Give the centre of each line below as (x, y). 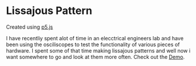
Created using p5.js (30, 27)
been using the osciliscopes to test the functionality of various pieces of (93, 44)
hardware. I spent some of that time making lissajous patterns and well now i (98, 50)
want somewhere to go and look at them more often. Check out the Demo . (95, 57)
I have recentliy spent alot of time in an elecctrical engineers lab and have (95, 38)
